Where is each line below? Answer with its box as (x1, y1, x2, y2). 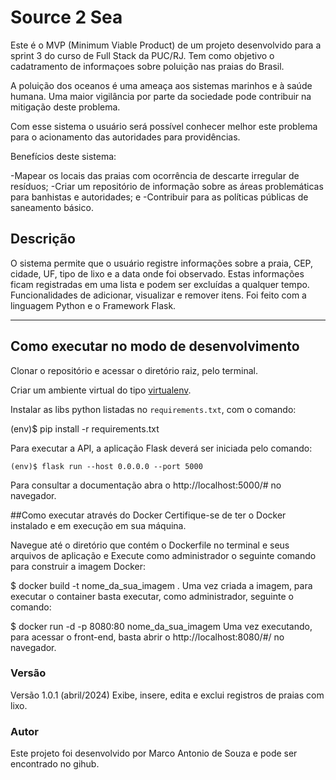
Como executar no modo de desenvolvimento (10, 338, 300, 355)
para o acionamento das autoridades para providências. (10, 131, 241, 143)
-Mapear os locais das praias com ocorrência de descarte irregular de (10, 169, 300, 181)
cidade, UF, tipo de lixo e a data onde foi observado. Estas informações (10, 267, 305, 280)
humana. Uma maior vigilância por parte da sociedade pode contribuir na (10, 90, 312, 102)
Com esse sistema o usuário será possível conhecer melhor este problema (10, 120, 318, 132)
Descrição (10, 231, 76, 248)
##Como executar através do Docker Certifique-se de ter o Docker (10, 509, 287, 521)
